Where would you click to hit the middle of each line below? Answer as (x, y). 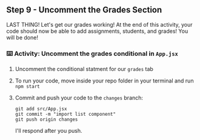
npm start (28, 87)
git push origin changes (46, 120)
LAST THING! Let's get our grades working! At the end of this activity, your (99, 24)
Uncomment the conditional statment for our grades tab (84, 69)
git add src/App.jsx (41, 109)
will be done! (22, 37)
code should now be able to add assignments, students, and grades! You (97, 31)
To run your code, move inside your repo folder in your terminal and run (104, 81)
